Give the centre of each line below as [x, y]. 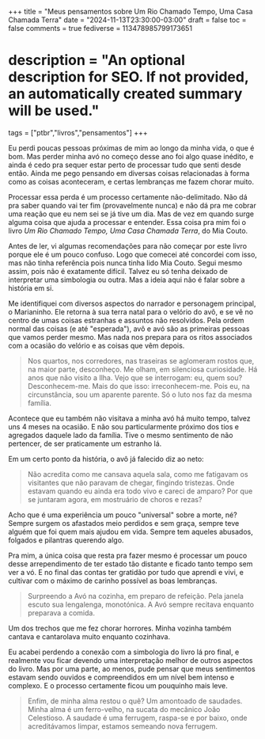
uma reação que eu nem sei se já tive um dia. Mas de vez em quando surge [131, 214]
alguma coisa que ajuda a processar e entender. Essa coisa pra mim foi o [127, 222]
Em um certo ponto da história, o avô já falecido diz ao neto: [106, 459]
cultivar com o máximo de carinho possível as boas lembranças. [113, 581]
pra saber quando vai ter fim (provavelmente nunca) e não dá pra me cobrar [132, 205]
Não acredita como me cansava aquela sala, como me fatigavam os [138, 474]
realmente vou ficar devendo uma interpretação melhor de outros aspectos [131, 660]
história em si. [31, 288]
